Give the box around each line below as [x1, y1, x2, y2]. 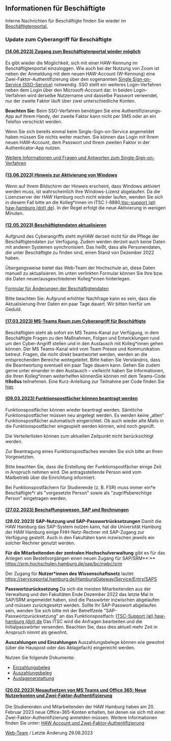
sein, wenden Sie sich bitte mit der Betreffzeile [5, 607, 103, 613]
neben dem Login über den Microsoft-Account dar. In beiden [5, 87, 133, 93]
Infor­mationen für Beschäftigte [5, 4, 106, 13]
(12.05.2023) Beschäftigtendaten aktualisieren [5, 222, 107, 228]
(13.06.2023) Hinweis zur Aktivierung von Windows [5, 172, 118, 178]
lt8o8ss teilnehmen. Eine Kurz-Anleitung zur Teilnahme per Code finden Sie [5, 378, 164, 385]
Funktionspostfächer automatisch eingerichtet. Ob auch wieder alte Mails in [5, 417, 164, 423]
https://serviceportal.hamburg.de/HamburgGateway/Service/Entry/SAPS [5, 576, 157, 582]
